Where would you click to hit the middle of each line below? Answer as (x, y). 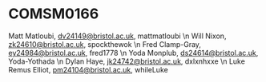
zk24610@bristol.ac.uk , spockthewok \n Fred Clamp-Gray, (105, 44)
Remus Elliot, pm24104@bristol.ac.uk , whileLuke (88, 69)
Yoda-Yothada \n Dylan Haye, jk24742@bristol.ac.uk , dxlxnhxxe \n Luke (127, 61)
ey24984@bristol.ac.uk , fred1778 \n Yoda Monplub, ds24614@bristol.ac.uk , (133, 53)
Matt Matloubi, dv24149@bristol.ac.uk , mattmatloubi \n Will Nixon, (117, 36)
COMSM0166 (54, 14)
